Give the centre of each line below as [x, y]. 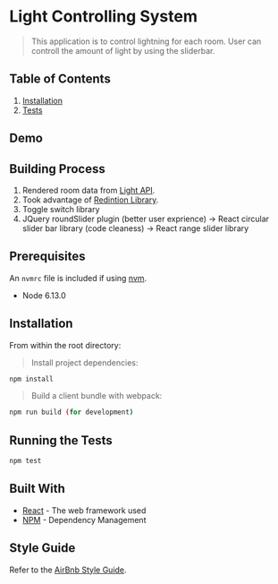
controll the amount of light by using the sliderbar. [123, 50]
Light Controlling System [104, 17]
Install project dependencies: [84, 362]
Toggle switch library [61, 209]
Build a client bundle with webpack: [97, 396]
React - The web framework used [84, 510]
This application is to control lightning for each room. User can [146, 41]
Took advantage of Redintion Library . [90, 200]
